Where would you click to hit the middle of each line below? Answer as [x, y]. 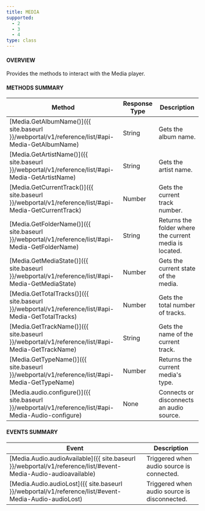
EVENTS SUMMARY [32, 432]
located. [170, 251]
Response [138, 103]
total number [177, 305]
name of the [176, 334]
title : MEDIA [23, 12]
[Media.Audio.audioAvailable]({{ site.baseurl [73, 458]
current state [177, 269]
